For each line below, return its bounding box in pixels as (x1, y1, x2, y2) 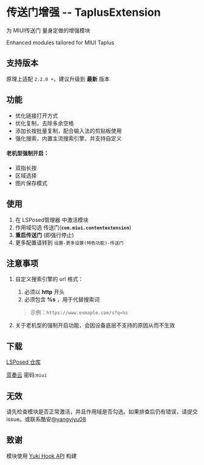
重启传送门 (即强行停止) (15, 231, 74, 238)
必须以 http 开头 (24, 289, 65, 296)
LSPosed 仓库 (6, 358, 41, 366)
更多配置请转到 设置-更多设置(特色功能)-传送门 (15, 239, 124, 246)
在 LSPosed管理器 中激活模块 (15, 216, 89, 223)
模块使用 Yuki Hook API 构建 (6, 452, 77, 460)
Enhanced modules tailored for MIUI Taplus (6, 39, 114, 46)
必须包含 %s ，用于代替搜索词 (24, 296, 100, 303)
